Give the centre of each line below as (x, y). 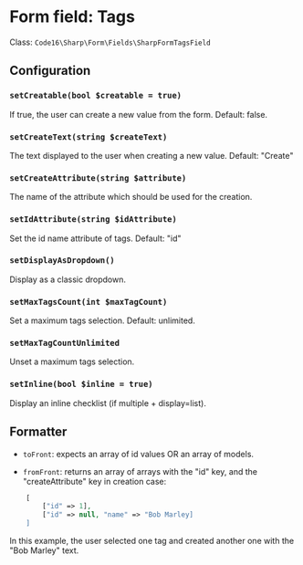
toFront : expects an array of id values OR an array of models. (138, 454)
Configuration (50, 71)
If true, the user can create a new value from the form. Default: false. (138, 114)
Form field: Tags (72, 17)
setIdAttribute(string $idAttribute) (94, 220)
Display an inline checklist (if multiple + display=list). (108, 403)
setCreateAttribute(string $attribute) (98, 178)
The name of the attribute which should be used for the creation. (131, 197)
